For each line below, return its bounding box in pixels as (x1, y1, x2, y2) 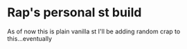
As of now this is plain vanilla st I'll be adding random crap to (7, 27, 181, 35)
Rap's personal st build (7, 5, 142, 20)
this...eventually (7, 34, 53, 42)
